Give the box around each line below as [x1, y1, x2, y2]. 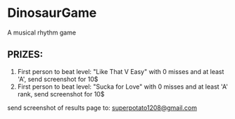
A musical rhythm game [7, 28, 76, 37]
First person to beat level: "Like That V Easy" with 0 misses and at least [17, 67, 224, 75]
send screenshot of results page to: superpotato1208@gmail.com [7, 104, 197, 112]
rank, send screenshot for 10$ [17, 89, 105, 98]
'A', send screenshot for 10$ [17, 75, 99, 83]
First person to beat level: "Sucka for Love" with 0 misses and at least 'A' [17, 82, 229, 91]
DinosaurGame [7, 5, 97, 21]
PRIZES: [7, 49, 44, 61]
